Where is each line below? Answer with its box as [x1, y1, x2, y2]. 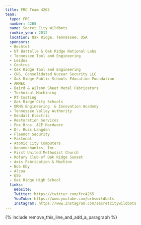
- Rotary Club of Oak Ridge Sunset [9, 155, 83, 160]
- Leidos [9, 58, 28, 63]
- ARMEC [9, 81, 26, 86]
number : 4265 [9, 21, 37, 26]
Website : [14, 187, 32, 192]
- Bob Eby [9, 164, 30, 169]
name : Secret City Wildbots [9, 26, 68, 31]
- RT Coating [9, 95, 37, 100]
